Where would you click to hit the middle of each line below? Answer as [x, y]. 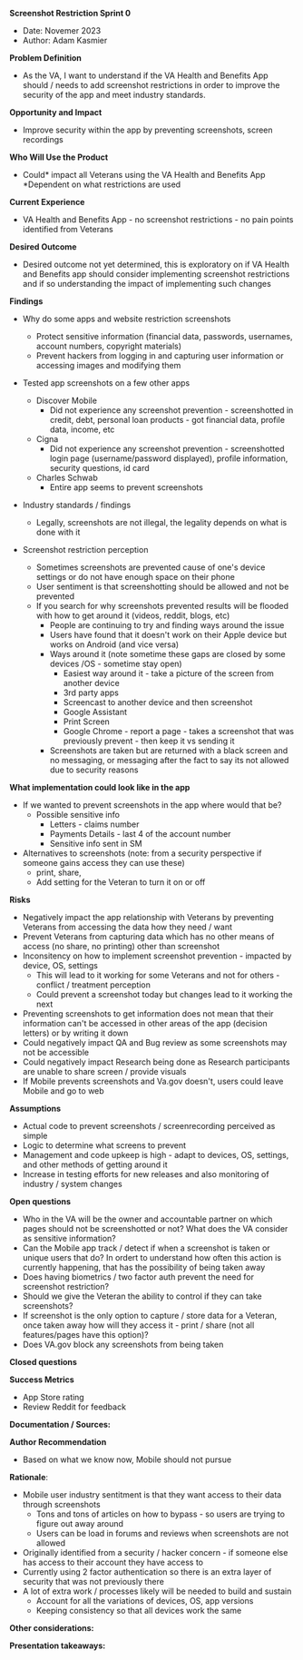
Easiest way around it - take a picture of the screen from [168, 673]
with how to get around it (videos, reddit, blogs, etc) [133, 615]
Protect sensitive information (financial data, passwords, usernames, [164, 336]
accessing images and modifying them [108, 365]
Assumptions [35, 1108]
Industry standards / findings [77, 505]
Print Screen [87, 722]
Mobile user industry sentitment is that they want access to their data [152, 1495]
